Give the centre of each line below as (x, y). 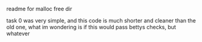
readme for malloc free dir (39, 9)
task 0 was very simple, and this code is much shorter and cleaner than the (101, 20)
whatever (18, 33)
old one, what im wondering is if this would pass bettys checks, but (91, 27)
